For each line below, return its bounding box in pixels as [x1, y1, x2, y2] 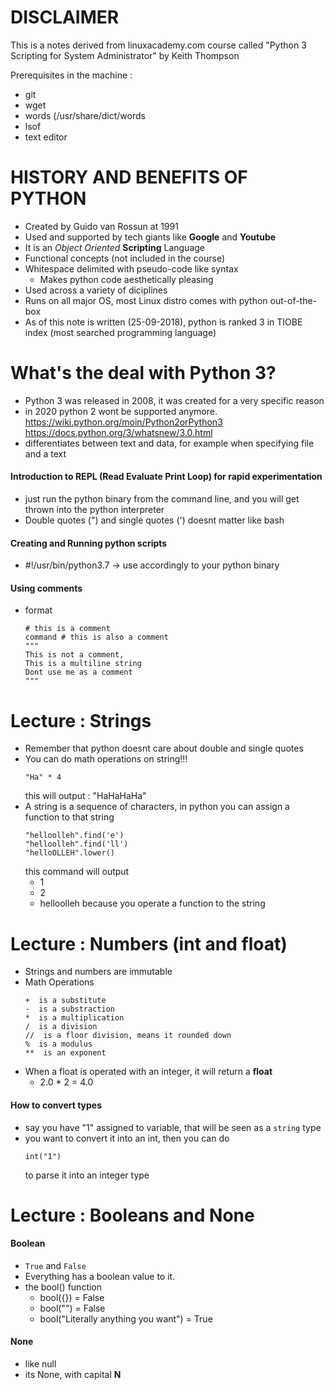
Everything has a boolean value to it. [24, 1270, 176, 1282]
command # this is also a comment [24, 632, 169, 643]
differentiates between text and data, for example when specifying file [24, 437, 315, 449]
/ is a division [24, 1022, 98, 1032]
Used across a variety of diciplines [24, 284, 168, 296]
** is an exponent [24, 1048, 107, 1058]
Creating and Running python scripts [10, 537, 168, 549]
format [24, 604, 53, 616]
